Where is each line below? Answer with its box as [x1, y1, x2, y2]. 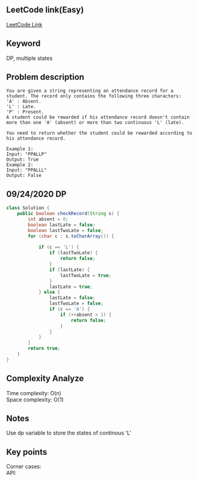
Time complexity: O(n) [6, 389, 62, 396]
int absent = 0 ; [28, 216, 69, 222]
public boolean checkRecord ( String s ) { [17, 211, 120, 217]
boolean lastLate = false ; [28, 222, 96, 228]
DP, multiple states [6, 54, 53, 62]
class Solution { [6, 205, 50, 211]
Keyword [6, 39, 41, 49]
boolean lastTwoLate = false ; [28, 227, 104, 233]
